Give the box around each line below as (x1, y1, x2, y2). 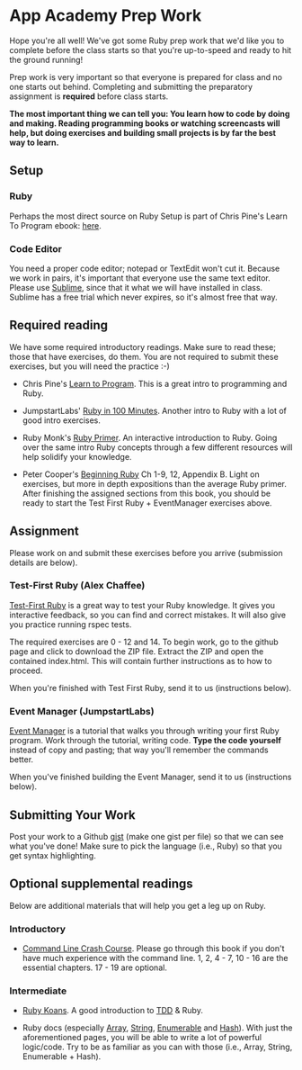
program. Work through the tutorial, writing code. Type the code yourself (9, 735, 281, 746)
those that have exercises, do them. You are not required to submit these (9, 351, 279, 362)
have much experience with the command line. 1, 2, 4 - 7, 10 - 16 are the (22, 953, 289, 964)
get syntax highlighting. (9, 850, 96, 860)
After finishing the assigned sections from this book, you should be (22, 488, 271, 499)
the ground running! (9, 54, 84, 65)
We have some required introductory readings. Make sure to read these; (9, 341, 277, 352)
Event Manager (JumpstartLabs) (9, 705, 155, 717)
